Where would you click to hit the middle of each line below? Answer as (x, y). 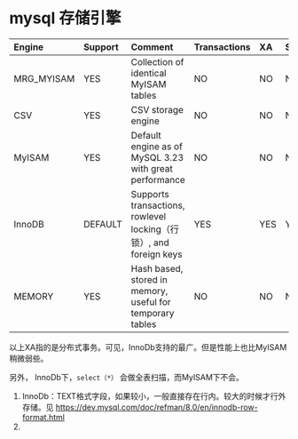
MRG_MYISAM (44, 78)
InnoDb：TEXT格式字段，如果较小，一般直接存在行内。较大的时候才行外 (154, 395)
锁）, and (150, 243)
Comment (152, 47)
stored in (149, 279)
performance (158, 180)
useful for (151, 301)
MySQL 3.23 (157, 157)
